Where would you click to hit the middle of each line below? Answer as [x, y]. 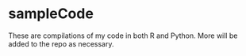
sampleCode [51, 14]
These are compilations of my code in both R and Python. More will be [123, 35]
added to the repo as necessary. [61, 43]
